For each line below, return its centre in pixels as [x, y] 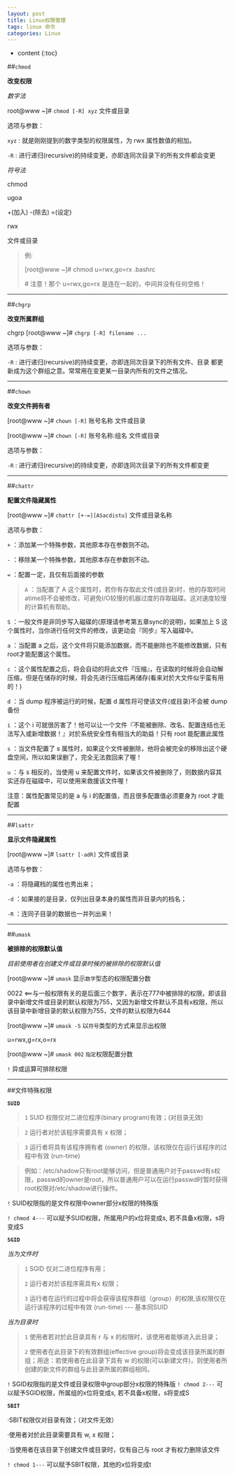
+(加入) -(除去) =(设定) [40, 212]
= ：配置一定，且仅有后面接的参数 [56, 575]
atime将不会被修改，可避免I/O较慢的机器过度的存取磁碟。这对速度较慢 [126, 598]
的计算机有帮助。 [49, 607]
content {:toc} [37, 53]
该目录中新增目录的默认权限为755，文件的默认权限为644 [89, 1011]
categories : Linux [34, 33]
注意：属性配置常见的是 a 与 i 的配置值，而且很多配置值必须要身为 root [109, 796]
